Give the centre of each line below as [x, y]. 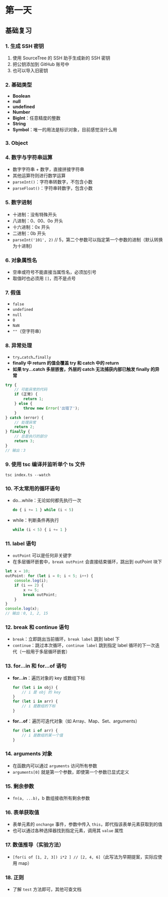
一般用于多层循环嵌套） [46, 651]
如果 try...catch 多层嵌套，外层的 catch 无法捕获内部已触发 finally [81, 369]
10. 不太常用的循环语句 [33, 488]
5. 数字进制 [19, 203]
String [19, 124]
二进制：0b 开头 [29, 233]
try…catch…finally [32, 357]
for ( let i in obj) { [35, 687]
